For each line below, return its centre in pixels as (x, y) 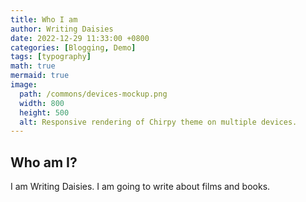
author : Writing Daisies (62, 29)
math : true (33, 66)
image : (24, 85)
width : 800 (42, 103)
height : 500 (44, 112)
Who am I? (44, 162)
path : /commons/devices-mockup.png (93, 94)
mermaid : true (40, 76)
